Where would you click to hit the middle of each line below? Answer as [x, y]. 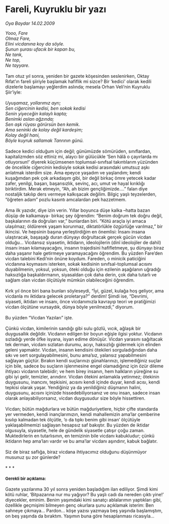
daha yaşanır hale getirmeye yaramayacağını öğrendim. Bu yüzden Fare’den [84, 253]
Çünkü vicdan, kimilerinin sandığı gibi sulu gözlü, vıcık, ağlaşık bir [73, 328]
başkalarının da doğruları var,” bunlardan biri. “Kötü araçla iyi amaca [76, 221]
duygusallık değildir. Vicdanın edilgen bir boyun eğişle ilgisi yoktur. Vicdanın [84, 334]
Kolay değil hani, [23, 135]
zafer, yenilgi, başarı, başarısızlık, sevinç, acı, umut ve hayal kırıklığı [75, 183]
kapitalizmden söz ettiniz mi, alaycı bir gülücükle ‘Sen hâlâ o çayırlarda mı [81, 156]
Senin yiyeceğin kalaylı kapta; [36, 113]
